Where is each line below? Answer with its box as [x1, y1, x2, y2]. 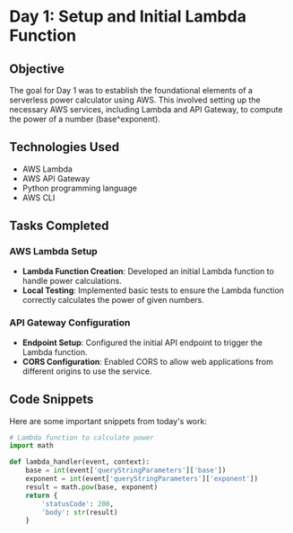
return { [25, 491, 58, 500]
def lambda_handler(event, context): [9, 457, 151, 466]
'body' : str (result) [41, 508, 118, 517]
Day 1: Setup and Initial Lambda [9, 6, 246, 27]
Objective [9, 61, 65, 76]
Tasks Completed [9, 218, 109, 234]
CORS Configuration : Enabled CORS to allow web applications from [22, 356, 273, 367]
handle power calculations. [22, 275, 123, 286]
